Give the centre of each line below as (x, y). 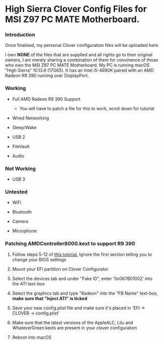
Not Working (20, 168)
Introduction (20, 35)
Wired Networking (31, 118)
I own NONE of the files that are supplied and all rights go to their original (79, 55)
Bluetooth (22, 212)
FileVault (21, 146)
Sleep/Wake (24, 127)
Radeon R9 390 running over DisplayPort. (47, 76)
